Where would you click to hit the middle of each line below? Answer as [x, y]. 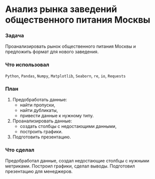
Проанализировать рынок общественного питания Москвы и [70, 47]
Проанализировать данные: [42, 121]
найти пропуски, [37, 105]
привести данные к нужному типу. [57, 116]
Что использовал [27, 65]
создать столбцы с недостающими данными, [68, 126]
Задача [14, 36]
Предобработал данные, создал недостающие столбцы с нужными [77, 161]
